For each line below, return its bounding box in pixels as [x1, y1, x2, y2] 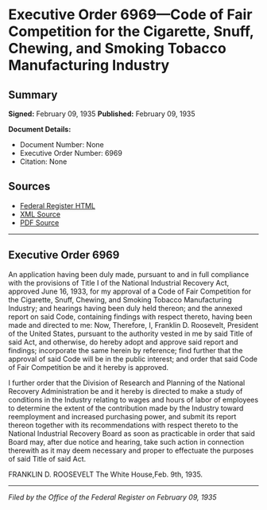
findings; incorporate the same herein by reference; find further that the [8, 345, 244, 355]
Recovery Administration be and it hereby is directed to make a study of [8, 386, 243, 395]
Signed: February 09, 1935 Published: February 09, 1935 [8, 109, 196, 119]
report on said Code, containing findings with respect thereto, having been [8, 312, 253, 321]
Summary [8, 88, 58, 101]
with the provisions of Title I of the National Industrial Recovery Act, [8, 278, 230, 287]
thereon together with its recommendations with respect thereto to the [8, 420, 238, 430]
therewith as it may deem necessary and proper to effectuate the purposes [8, 446, 254, 455]
